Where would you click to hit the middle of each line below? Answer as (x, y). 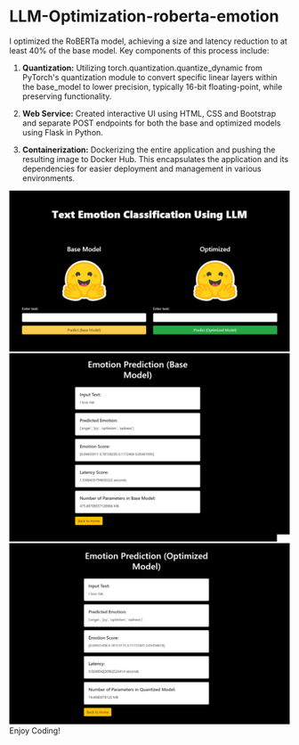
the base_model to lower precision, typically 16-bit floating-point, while (152, 86)
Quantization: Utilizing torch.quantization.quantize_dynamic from (142, 68)
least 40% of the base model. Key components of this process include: (139, 50)
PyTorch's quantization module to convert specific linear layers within (149, 77)
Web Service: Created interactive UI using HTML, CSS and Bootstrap (149, 113)
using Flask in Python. (63, 132)
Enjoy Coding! (35, 731)
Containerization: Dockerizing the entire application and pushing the (149, 150)
